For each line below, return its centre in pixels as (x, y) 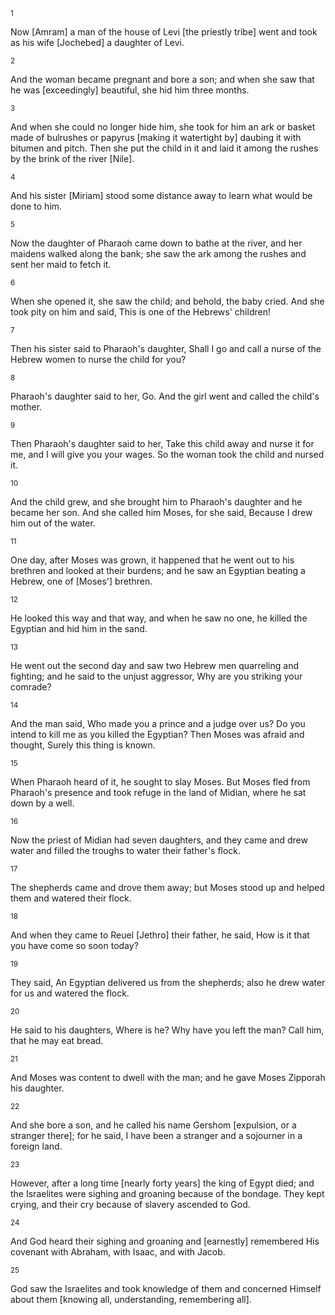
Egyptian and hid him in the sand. (79, 628)
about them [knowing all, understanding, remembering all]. (131, 1299)
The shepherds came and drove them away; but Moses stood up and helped (167, 887)
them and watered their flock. (71, 898)
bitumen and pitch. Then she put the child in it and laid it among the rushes (164, 148)
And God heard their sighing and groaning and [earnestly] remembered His (165, 1241)
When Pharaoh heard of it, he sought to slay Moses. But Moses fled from (160, 782)
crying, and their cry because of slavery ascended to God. (130, 1204)
